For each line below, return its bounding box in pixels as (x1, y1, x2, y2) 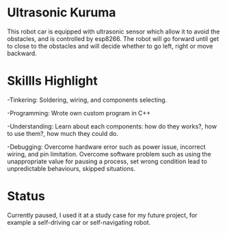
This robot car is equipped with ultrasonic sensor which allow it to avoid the (7, 27, 220, 36)
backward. (7, 49, 38, 57)
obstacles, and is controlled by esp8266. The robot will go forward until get (7, 34, 219, 42)
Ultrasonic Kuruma (7, 5, 116, 20)
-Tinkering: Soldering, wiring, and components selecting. (7, 96, 168, 104)
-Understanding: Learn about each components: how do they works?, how (7, 122, 217, 131)
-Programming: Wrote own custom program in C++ (7, 109, 151, 117)
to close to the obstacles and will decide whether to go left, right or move (7, 42, 213, 50)
